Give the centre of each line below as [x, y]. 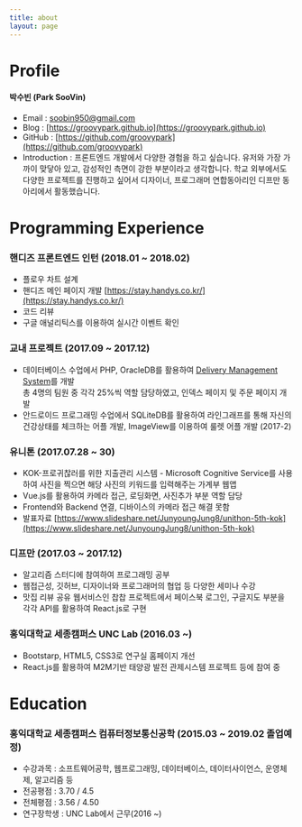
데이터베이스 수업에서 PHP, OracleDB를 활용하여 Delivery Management [150, 370]
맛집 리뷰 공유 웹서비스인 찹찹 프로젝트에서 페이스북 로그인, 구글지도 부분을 [154, 597]
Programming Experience [107, 229]
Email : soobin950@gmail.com [78, 117]
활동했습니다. [77, 191]
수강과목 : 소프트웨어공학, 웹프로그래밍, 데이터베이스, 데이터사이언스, [143, 768]
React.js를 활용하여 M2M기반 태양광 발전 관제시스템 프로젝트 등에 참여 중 [151, 666]
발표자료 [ [40, 518]
